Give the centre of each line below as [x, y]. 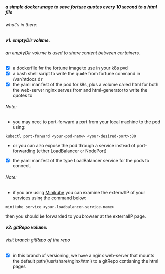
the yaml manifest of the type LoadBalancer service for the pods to [81, 160]
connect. [22, 166]
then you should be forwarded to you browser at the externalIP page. [76, 216]
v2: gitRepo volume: [27, 227]
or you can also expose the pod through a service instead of [74, 145]
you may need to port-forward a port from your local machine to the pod [86, 122]
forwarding [24, 151]
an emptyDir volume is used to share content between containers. [73, 53]
